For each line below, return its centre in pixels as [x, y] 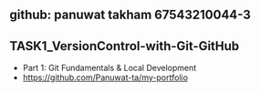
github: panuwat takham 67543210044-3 [130, 15]
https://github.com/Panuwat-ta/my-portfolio [105, 77]
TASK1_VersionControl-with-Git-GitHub [125, 46]
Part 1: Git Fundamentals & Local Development [109, 68]
